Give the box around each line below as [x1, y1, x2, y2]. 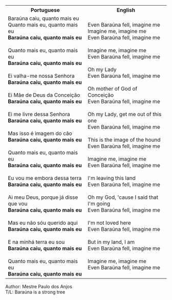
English [116, 7, 136, 13]
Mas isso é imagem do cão [8, 130, 73, 137]
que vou [8, 200, 28, 207]
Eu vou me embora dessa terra [8, 175, 82, 181]
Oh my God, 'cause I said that [88, 194, 159, 201]
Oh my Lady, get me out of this [88, 111, 162, 118]
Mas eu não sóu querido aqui [8, 219, 78, 226]
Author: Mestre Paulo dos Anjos [5, 284, 73, 289]
